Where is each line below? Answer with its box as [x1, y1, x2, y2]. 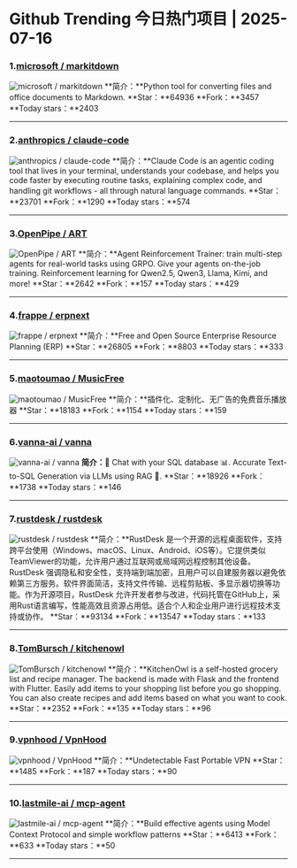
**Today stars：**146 [38, 481, 122, 492]
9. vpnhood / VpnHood [9, 734, 107, 746]
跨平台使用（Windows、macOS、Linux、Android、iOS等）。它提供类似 [9, 545, 267, 556]
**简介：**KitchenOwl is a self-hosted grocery [108, 664, 278, 674]
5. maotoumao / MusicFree [9, 373, 126, 385]
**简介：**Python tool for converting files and [104, 81, 272, 92]
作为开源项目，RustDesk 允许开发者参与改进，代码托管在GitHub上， [24, 589, 273, 600]
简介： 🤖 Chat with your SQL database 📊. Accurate [80, 457, 267, 467]
